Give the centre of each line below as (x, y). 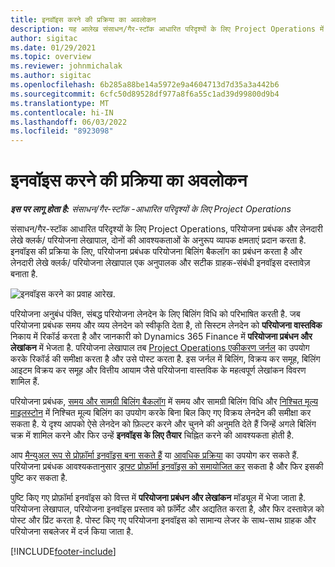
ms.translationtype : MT (60, 103)
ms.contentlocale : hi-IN (62, 112)
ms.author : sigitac (51, 76)
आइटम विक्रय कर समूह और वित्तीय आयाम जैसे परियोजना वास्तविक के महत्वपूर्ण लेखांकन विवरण (158, 370)
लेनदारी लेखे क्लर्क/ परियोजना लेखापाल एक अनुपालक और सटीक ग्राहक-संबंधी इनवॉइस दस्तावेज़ (160, 263)
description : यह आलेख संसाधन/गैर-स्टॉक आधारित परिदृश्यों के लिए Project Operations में (167, 29)
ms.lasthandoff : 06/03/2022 (69, 122)
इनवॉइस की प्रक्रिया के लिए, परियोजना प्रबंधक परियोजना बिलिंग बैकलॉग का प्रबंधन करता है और (156, 252)
